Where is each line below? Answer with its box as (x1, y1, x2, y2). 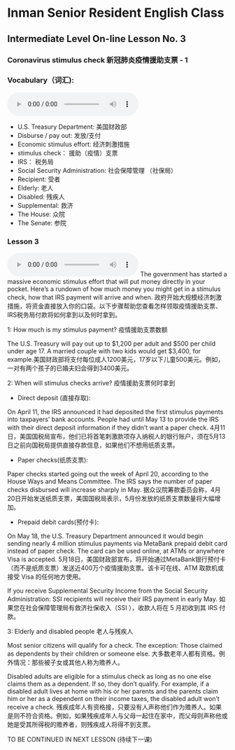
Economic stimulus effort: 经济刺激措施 (17, 140, 130, 148)
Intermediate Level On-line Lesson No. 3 (7, 33, 187, 45)
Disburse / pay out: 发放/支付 (17, 131, 101, 139)
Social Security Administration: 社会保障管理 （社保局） (17, 166, 177, 174)
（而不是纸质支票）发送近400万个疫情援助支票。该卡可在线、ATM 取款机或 (7, 564, 224, 572)
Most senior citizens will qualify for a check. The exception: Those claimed (7, 642, 222, 650)
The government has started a (139, 270, 227, 278)
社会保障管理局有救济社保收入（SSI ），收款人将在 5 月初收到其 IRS (25, 604, 218, 612)
